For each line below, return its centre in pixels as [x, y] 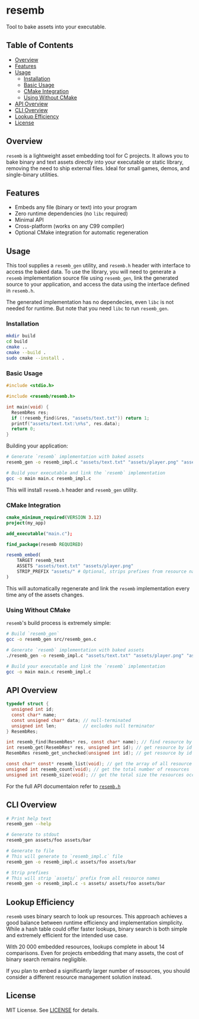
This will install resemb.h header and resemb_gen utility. [72, 490]
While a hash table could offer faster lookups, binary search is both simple [97, 929]
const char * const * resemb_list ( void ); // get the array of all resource [99, 764]
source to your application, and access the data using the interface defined [98, 285]
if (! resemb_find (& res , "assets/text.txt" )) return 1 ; [81, 418]
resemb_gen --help [29, 824]
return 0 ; [23, 429]
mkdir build [21, 336]
